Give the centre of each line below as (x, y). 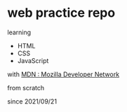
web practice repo (61, 13)
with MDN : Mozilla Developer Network (63, 74)
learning (19, 32)
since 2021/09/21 (32, 101)
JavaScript (33, 60)
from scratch (26, 87)
